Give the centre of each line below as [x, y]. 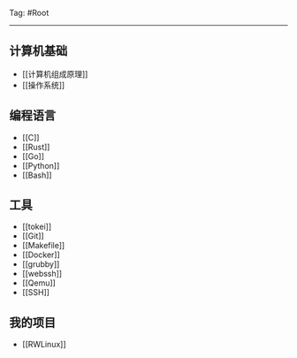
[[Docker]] [41, 255]
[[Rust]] [36, 147]
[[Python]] [41, 165]
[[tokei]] [36, 227]
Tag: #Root [29, 13]
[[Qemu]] [38, 283]
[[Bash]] [37, 175]
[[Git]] [33, 236]
